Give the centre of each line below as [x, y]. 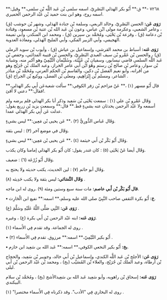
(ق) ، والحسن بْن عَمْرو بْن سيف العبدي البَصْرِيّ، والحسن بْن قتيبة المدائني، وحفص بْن [83, 54]
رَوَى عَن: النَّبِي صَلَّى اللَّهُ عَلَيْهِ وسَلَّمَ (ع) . [42, 208]
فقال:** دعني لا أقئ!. [25, 91]
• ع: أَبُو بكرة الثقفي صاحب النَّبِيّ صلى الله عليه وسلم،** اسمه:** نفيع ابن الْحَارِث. [81, 198]
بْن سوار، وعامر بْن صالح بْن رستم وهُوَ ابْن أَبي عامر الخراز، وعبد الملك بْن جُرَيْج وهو [82, 65]
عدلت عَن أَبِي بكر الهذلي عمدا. [34, 111]
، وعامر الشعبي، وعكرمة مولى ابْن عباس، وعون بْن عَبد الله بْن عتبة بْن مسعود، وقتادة [84, 29]
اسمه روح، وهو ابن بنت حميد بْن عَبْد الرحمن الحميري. [55, 14]
